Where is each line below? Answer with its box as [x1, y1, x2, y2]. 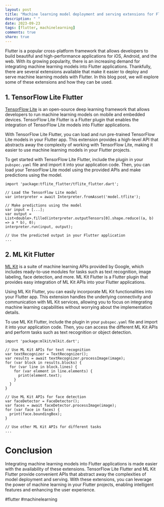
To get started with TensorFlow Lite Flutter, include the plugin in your [5, 156, 143, 162]
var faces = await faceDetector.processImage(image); [5, 403, 117, 408]
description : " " [5, 16, 41, 21]
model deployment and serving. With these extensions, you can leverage [5, 477, 152, 483]
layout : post [5, 7, 32, 12]
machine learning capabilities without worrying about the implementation [5, 304, 152, 310]
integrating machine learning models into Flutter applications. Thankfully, [5, 63, 152, 69]
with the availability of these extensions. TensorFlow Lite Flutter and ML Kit [5, 466, 156, 472]
